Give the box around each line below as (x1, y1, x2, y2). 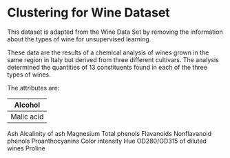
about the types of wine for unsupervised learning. (7, 34, 151, 43)
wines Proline (7, 144, 46, 152)
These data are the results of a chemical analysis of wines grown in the (7, 48, 209, 57)
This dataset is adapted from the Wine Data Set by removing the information (7, 28, 223, 36)
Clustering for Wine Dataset (7, 5, 170, 21)
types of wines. (7, 70, 52, 79)
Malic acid (10, 112, 44, 121)
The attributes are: (7, 83, 60, 92)
